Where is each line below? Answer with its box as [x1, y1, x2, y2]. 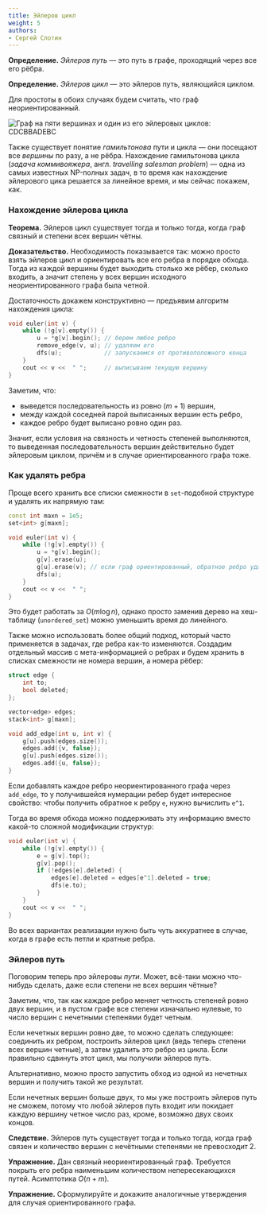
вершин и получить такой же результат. [8, 1077, 144, 1086]
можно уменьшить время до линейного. [91, 615, 228, 625]
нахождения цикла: [8, 304, 74, 314]
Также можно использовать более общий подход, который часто [8, 631, 231, 640]
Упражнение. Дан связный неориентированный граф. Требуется [8, 1157, 231, 1167]
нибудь [8, 980, 33, 989]
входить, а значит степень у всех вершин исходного [8, 272, 187, 281]
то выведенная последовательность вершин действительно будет [8, 442, 234, 451]
